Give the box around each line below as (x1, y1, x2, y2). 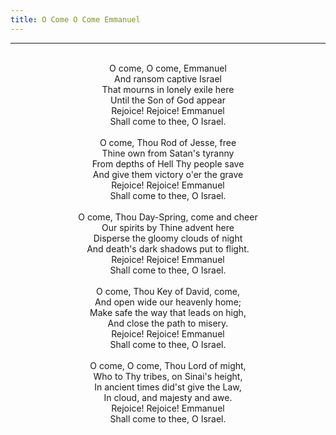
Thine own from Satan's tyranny (101, 147, 235, 159)
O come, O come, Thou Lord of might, (89, 359, 247, 371)
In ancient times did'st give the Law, (94, 381, 242, 393)
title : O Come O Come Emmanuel (10, 14, 141, 25)
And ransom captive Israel (114, 72, 222, 85)
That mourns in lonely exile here (101, 83, 235, 95)
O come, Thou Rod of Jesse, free (99, 136, 237, 148)
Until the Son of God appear (110, 94, 226, 106)
